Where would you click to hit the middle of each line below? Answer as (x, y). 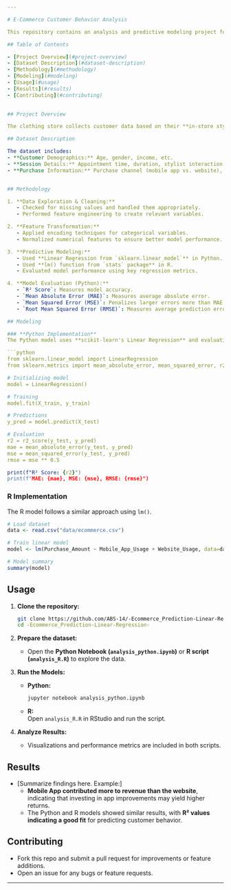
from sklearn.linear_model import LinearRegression (82, 359)
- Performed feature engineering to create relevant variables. (110, 214)
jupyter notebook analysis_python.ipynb (86, 698)
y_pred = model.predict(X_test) (53, 422)
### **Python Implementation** (52, 334)
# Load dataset (29, 524)
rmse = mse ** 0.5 (33, 460)
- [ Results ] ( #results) (40, 89)
